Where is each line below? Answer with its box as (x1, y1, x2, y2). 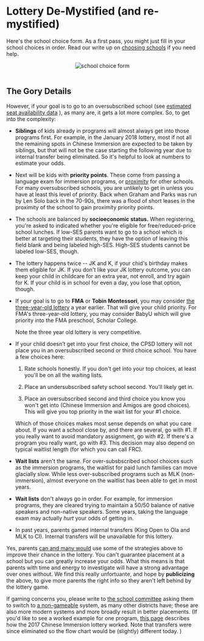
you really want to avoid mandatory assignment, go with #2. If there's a (15, 432, 194, 440)
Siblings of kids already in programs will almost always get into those (15, 127, 190, 135)
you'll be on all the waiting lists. (24, 371, 104, 379)
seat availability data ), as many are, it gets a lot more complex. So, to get (6, 108, 190, 116)
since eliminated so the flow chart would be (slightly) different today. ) (6, 627, 182, 634)
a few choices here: (15, 353, 65, 360)
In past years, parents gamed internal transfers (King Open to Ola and (15, 526, 190, 533)
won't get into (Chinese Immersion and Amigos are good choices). (24, 401, 191, 408)
